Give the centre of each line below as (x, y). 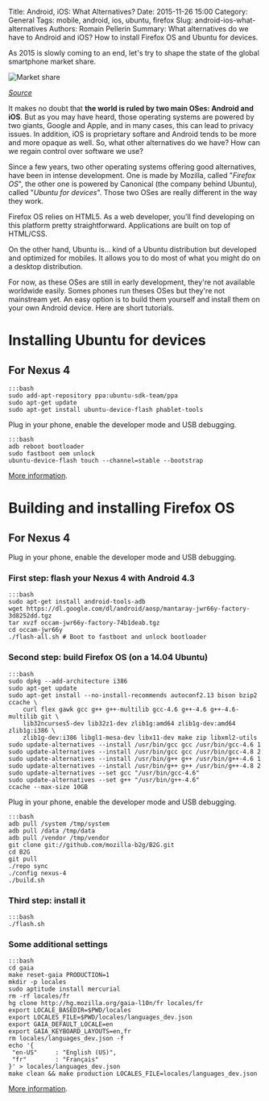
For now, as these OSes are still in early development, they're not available (132, 282)
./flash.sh (27, 924)
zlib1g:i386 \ (32, 730)
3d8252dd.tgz (30, 616)
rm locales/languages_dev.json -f (66, 1039)
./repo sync (28, 866)
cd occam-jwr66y (35, 630)
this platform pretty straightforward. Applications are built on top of (120, 225)
